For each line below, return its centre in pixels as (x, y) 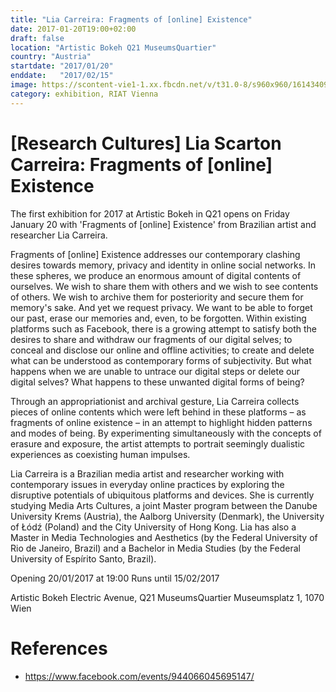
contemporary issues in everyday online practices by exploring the (147, 484)
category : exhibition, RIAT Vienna (84, 94)
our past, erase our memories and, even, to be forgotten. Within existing (158, 318)
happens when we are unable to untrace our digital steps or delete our (155, 371)
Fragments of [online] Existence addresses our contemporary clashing (155, 254)
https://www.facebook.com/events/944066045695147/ (139, 676)
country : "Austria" (51, 57)
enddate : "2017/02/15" (62, 76)
